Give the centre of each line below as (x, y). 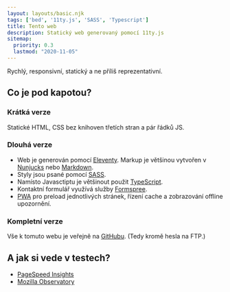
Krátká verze (29, 112)
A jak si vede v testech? (59, 258)
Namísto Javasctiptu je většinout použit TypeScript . (90, 182)
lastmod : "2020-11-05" (46, 52)
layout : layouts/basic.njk (46, 13)
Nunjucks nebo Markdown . (55, 167)
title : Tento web (32, 26)
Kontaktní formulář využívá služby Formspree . (82, 188)
